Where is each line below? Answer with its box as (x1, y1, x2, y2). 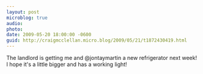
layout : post (6, 9, 40, 15)
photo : (6, 26, 23, 32)
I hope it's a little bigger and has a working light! (6, 61, 127, 68)
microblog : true (6, 15, 48, 21)
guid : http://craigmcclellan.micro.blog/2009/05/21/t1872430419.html (6, 37, 188, 43)
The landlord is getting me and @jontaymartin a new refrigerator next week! (6, 54, 197, 61)
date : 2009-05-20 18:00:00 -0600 (6, 32, 92, 38)
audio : (6, 20, 23, 26)
